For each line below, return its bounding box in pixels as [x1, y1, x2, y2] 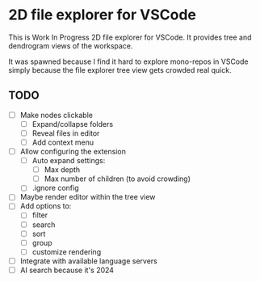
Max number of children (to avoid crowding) [44, 174, 191, 183]
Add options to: [19, 201, 72, 211]
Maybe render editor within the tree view [19, 192, 156, 202]
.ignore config [31, 183, 79, 193]
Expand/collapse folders [31, 119, 114, 128]
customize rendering [31, 246, 102, 256]
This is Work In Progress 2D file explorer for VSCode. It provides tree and [8, 32, 252, 42]
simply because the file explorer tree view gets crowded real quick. [8, 65, 232, 74]
